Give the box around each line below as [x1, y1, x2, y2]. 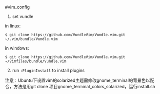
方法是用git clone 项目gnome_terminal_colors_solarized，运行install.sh [13, 84, 155, 89]
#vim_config [5, 4, 30, 10]
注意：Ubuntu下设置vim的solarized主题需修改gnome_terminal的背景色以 [5, 77, 150, 83]
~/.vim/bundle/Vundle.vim [5, 37, 58, 41]
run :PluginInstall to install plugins [12, 68, 85, 73]
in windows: [5, 45, 29, 51]
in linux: [5, 23, 21, 29]
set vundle [12, 14, 34, 19]
